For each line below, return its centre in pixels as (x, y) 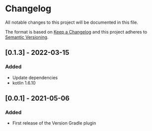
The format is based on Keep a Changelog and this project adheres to (76, 32)
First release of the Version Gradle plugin (54, 123)
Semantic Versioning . (27, 37)
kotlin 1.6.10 (24, 83)
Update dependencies (35, 78)
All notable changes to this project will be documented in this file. (72, 22)
